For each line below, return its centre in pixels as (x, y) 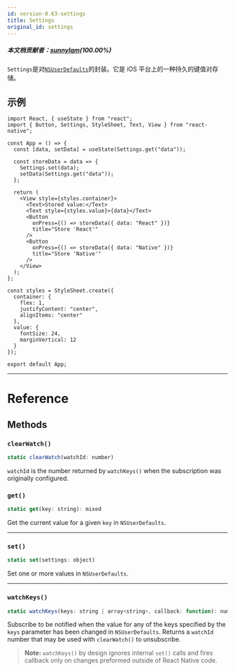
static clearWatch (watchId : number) (60, 458)
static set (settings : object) (51, 560)
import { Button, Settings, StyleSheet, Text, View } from (95, 125)
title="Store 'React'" (65, 230)
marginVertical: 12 (48, 340)
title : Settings (31, 20)
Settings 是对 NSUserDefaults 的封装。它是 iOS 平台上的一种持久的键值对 (110, 69)
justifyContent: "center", (59, 310)
